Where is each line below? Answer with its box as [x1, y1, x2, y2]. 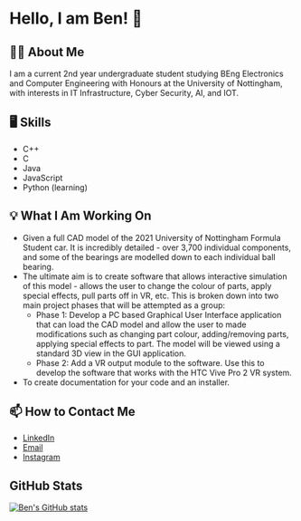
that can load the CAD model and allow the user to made [35, 319, 247, 330]
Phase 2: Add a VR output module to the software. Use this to [35, 357, 265, 368]
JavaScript [22, 172, 63, 183]
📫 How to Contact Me [9, 404, 136, 420]
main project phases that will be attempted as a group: [22, 299, 226, 311]
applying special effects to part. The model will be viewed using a [35, 338, 280, 349]
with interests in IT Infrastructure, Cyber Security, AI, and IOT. [9, 88, 240, 98]
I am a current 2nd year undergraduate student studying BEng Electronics [9, 68, 285, 79]
